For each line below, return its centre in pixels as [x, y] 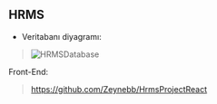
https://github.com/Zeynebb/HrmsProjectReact [119, 89]
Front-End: [29, 71]
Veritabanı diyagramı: [61, 36]
